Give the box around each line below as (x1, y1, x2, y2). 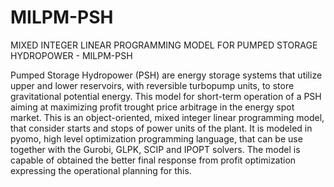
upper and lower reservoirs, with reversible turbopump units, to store (10, 79, 295, 91)
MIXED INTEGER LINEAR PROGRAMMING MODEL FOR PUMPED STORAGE (10, 39, 318, 51)
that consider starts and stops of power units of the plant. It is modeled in (10, 122, 313, 134)
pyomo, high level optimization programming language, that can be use (10, 132, 303, 145)
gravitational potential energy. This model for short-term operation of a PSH (10, 90, 322, 102)
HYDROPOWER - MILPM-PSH (10, 49, 133, 61)
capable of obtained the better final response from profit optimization (10, 154, 297, 166)
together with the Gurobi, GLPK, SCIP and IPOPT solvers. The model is (10, 143, 301, 155)
